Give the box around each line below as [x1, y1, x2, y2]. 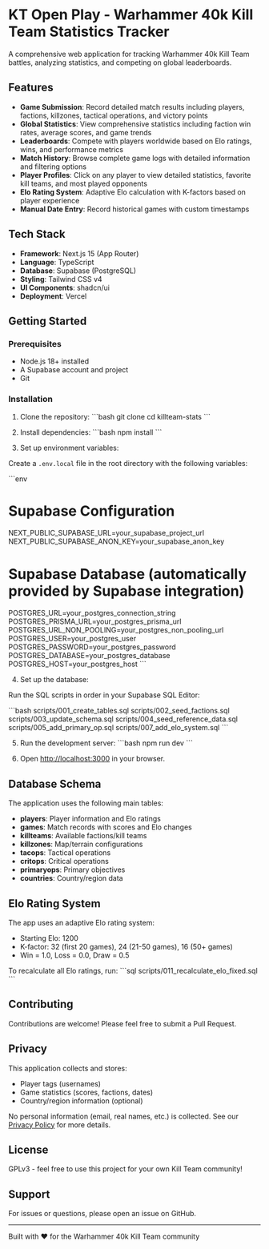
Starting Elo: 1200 [19, 934, 78, 943]
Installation [8, 394, 54, 405]
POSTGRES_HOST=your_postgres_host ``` [8, 659, 147, 669]
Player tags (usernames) [19, 1078, 102, 1088]
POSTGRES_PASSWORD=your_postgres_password [8, 642, 176, 652]
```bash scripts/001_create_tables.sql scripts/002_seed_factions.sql [8, 706, 230, 716]
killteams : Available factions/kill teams [19, 831, 147, 841]
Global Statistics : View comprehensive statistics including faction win [19, 118, 251, 129]
